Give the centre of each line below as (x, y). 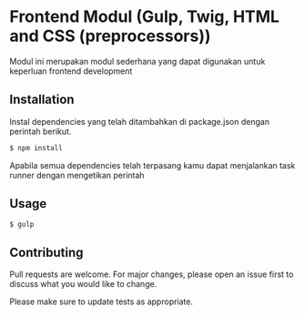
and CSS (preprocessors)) (110, 36)
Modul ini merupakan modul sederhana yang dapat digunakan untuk (137, 61)
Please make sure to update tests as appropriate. (102, 301)
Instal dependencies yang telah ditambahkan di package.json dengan (140, 121)
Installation (42, 100)
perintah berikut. (41, 131)
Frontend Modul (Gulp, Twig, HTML (145, 17)
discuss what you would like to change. (83, 284)
